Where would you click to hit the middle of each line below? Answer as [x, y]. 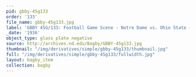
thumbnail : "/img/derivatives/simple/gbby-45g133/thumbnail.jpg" [87, 49]
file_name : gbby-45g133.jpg [40, 22]
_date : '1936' [23, 33]
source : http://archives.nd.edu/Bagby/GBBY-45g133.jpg [74, 44]
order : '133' [22, 17]
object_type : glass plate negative [49, 38]
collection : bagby [28, 65]
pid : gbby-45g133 [27, 11]
